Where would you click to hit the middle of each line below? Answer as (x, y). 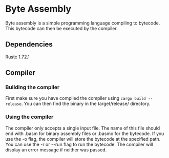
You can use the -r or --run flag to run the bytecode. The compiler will (79, 144)
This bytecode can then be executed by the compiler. (61, 28)
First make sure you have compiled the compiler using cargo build (76, 98)
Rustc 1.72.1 (17, 57)
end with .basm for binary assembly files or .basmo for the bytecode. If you (85, 134)
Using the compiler (29, 117)
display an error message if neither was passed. (56, 150)
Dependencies (29, 45)
